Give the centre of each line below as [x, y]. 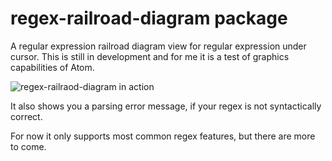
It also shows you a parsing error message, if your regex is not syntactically [166, 106]
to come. [28, 146]
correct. [26, 116]
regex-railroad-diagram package [149, 18]
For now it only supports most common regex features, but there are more [163, 136]
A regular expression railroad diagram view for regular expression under [158, 46]
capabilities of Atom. [52, 67]
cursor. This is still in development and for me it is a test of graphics [150, 56]
